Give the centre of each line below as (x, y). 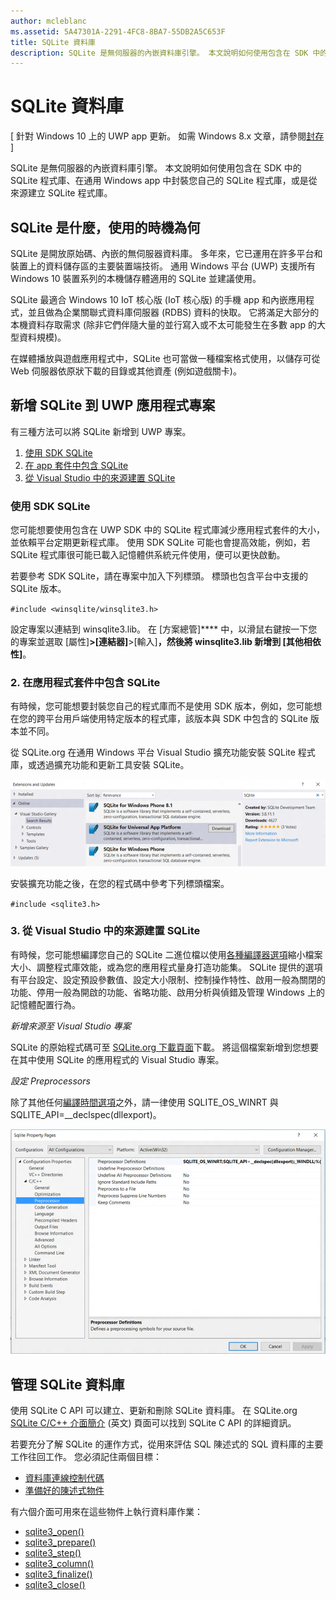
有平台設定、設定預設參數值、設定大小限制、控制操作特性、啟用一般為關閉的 (168, 979)
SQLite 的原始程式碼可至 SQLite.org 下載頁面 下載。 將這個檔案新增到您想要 (165, 1047)
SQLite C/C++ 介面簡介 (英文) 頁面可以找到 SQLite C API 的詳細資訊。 (153, 1423)
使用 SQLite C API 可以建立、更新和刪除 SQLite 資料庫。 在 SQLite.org (154, 1411)
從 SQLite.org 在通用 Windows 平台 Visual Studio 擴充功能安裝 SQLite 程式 (163, 752)
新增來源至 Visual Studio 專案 (71, 1026)
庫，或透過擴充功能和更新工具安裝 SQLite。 (100, 765)
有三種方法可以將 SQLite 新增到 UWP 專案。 (101, 431)
